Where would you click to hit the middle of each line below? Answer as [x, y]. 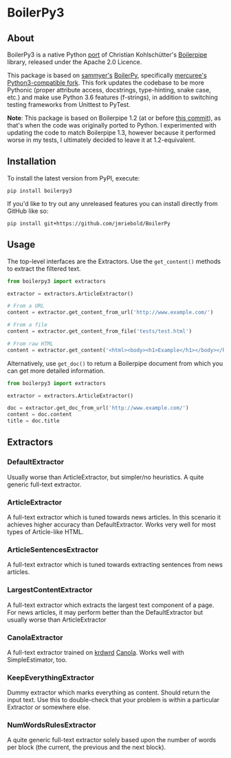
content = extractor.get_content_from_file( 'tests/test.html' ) [100, 331]
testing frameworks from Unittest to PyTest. [69, 104]
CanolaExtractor [35, 637]
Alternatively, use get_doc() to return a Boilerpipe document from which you [115, 363]
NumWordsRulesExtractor [52, 725]
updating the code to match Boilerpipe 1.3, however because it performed [111, 133]
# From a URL [26, 306]
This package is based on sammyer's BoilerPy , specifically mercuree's [107, 75]
